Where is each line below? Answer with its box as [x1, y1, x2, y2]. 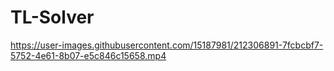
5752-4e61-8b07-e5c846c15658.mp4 [10, 49, 167, 61]
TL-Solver [10, 6, 95, 29]
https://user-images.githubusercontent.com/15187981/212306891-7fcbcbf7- [10, 39, 324, 51]
